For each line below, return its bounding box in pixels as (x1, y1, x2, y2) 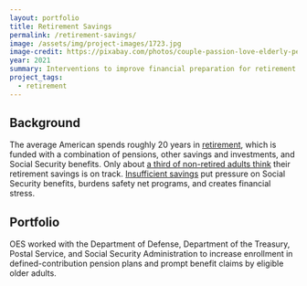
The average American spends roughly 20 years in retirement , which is (9, 139, 277, 151)
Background (9, 115, 80, 131)
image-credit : (9, 48, 64, 57)
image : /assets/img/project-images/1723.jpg (9, 38, 182, 48)
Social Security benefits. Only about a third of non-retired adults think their (9, 159, 291, 170)
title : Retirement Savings (9, 22, 112, 31)
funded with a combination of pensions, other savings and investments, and (9, 149, 295, 160)
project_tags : (9, 73, 64, 82)
